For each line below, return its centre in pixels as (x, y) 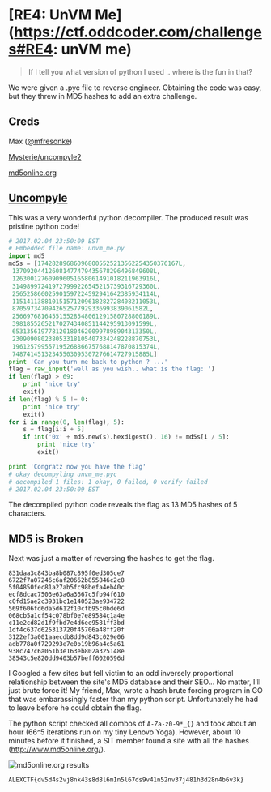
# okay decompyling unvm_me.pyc (63, 474)
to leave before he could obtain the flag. (75, 708)
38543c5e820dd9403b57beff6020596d (67, 658)
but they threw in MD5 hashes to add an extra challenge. (103, 96)
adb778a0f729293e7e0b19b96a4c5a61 (67, 644)
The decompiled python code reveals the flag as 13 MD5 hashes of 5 (123, 505)
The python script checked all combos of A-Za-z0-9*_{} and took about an (133, 724)
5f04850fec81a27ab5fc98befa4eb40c (67, 588)
